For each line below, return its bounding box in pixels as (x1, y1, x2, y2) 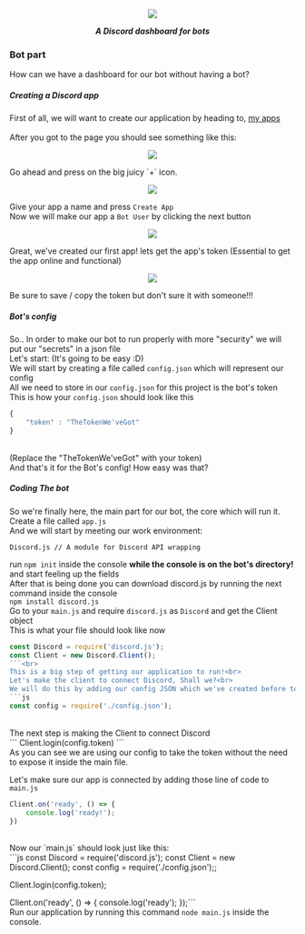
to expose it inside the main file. (9, 756, 129, 768)
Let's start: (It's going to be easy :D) (9, 353, 144, 364)
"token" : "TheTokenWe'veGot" (25, 418, 141, 427)
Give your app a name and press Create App (9, 201, 174, 213)
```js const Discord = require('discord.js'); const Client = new (9, 852, 236, 863)
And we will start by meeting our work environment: (9, 525, 202, 536)
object (9, 615, 34, 626)
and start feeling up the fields (9, 568, 120, 579)
